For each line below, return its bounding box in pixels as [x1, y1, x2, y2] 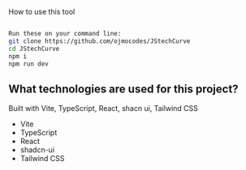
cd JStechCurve [8, 45, 60, 53]
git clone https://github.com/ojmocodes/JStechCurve [8, 36, 191, 45]
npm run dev [8, 60, 49, 68]
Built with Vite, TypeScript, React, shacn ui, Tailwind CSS [8, 104, 199, 113]
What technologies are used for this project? [8, 82, 239, 96]
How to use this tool [8, 7, 76, 16]
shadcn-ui [19, 145, 55, 155]
